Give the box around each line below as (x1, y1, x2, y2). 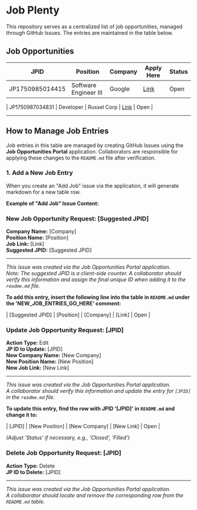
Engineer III (71, 88, 103, 96)
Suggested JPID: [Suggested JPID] (6, 246, 92, 254)
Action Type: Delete (6, 462, 56, 469)
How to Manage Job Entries (6, 126, 109, 136)
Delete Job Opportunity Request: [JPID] (6, 449, 122, 457)
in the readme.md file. (6, 394, 55, 401)
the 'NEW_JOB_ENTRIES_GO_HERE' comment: (6, 300, 121, 307)
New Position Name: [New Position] (6, 358, 94, 365)
